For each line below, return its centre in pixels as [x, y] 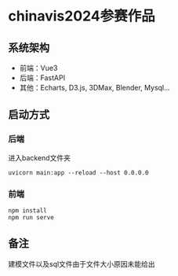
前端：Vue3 [38, 68]
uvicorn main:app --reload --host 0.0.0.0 [78, 173]
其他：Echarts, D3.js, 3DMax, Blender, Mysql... [94, 88]
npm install [27, 210]
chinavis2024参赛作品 [82, 16]
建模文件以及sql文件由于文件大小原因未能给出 [82, 263]
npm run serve [31, 217]
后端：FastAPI [42, 78]
